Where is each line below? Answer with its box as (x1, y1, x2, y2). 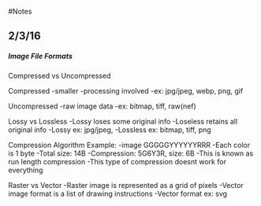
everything (8, 165, 43, 175)
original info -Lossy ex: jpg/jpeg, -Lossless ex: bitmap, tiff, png (8, 125, 211, 134)
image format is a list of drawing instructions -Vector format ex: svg (8, 189, 227, 199)
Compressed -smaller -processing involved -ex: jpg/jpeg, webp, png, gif (8, 86, 244, 96)
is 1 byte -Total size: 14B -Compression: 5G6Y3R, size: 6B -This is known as (8, 149, 254, 158)
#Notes (8, 7, 32, 16)
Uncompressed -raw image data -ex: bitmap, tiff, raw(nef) (8, 101, 197, 111)
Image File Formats (8, 51, 73, 61)
